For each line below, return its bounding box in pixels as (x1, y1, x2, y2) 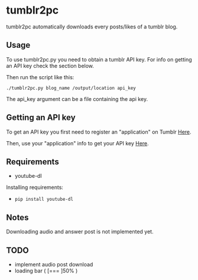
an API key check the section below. (6, 62, 95, 69)
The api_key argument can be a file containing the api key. (6, 95, 148, 102)
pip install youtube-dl (14, 196, 74, 203)
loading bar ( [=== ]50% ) (14, 267, 78, 274)
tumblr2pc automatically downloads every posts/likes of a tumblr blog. (6, 23, 178, 30)
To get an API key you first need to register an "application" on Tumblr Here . (6, 128, 191, 135)
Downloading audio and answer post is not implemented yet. (6, 228, 154, 235)
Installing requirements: (6, 184, 64, 191)
